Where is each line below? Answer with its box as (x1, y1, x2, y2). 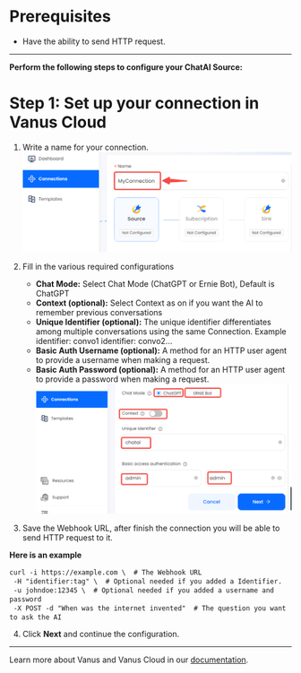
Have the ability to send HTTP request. (21, 36, 166, 47)
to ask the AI (9, 613, 63, 622)
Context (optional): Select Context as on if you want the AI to (35, 298, 263, 308)
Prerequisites (9, 6, 112, 27)
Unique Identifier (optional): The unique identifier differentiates (35, 316, 271, 328)
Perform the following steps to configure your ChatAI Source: (9, 61, 244, 73)
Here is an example (9, 549, 82, 561)
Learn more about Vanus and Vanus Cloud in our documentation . (9, 654, 249, 665)
